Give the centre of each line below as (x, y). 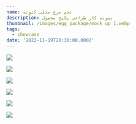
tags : (13, 29)
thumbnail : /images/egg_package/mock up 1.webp (68, 23)
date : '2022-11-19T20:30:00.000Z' (51, 40)
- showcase (26, 35)
